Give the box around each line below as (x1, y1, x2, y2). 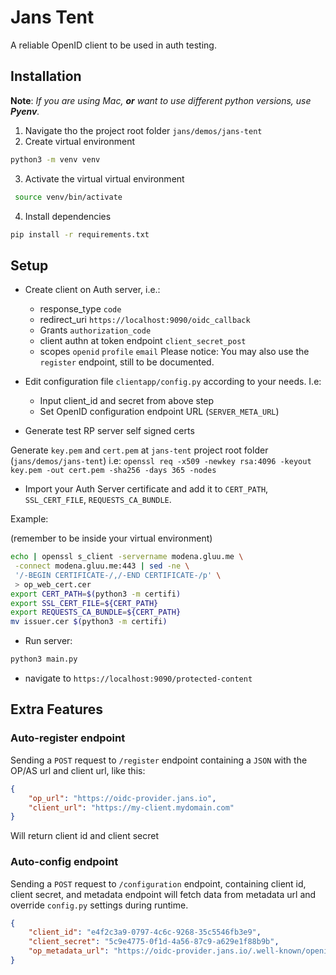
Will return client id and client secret (10, 830, 159, 842)
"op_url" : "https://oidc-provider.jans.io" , (28, 793, 217, 803)
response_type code (39, 303, 122, 315)
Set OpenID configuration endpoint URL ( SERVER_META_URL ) (39, 406, 280, 418)
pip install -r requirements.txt (10, 229, 150, 240)
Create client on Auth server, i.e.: (24, 284, 161, 296)
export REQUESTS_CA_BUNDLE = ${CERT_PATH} (10, 607, 182, 618)
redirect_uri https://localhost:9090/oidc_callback (39, 314, 251, 326)
